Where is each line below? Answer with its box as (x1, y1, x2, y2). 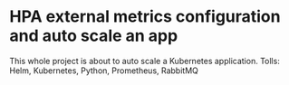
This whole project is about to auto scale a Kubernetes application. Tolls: (9, 55, 281, 66)
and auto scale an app (9, 25, 178, 46)
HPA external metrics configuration (9, 6, 281, 27)
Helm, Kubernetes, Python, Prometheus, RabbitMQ (9, 65, 199, 76)
